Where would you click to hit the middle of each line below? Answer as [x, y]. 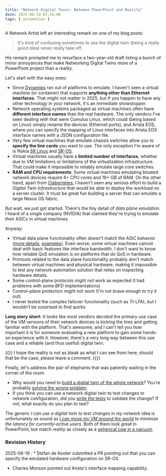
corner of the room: [25, 373]
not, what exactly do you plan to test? [51, 404]
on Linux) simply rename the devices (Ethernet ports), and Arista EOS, [84, 124]
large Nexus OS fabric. [35, 199]
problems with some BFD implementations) [56, 286]
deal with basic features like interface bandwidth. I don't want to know [84, 249]
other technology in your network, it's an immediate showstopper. [80, 104]
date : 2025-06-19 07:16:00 [33, 14]
